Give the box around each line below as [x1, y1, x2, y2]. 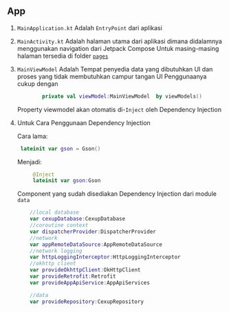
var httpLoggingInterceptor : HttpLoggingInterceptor [30, 254, 181, 260]
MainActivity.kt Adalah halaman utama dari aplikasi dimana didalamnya [17, 37, 222, 45]
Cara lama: [17, 132, 48, 140]
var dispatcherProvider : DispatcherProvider [30, 228, 156, 235]
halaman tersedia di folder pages [17, 52, 109, 60]
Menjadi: [17, 157, 43, 166]
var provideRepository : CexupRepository [30, 298, 144, 305]
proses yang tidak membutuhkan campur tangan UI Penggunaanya [17, 72, 207, 80]
